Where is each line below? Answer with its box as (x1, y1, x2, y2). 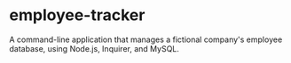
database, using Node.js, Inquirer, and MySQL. (9, 43, 180, 53)
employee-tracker (9, 5, 145, 25)
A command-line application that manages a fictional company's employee (9, 34, 283, 45)
